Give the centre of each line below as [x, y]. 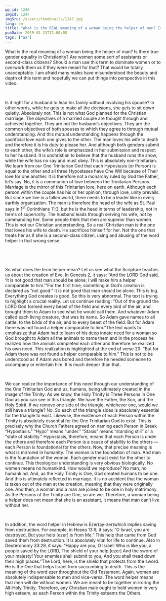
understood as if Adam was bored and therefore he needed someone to [78, 359]
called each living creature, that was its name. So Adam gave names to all [80, 317]
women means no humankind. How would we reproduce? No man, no [76, 468]
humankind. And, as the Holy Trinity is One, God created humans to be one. [82, 473]
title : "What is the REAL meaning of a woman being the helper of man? [80, 28]
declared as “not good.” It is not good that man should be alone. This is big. [82, 291]
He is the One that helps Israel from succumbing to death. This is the [75, 566]
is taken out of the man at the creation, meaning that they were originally [79, 484]
